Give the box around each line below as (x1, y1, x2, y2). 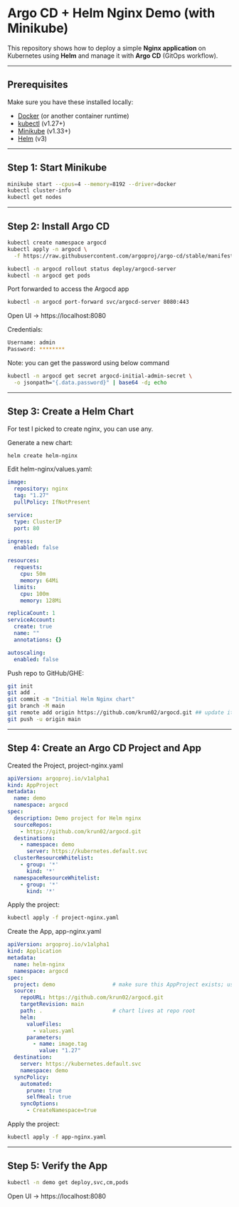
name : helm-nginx (14, 961, 65, 968)
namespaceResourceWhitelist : (14, 874, 100, 882)
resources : (7, 557, 40, 564)
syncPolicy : (14, 1074, 50, 1081)
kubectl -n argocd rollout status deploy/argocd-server (7, 265, 176, 273)
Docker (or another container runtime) (17, 111, 129, 120)
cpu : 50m (20, 571, 46, 578)
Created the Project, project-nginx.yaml (7, 761, 123, 770)
